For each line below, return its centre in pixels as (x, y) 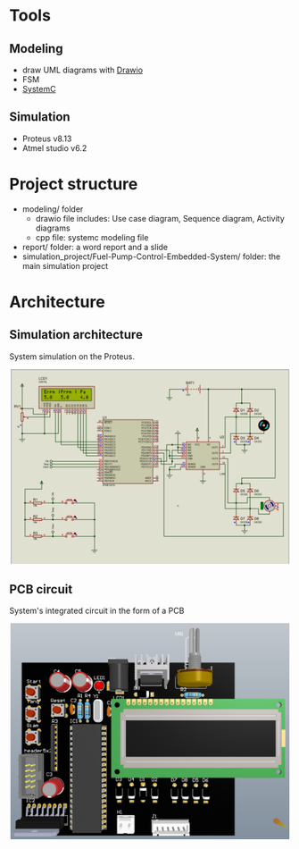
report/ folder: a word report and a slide (95, 247)
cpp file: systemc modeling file (92, 237)
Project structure (74, 184)
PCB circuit (41, 589)
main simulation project (65, 265)
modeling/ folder (53, 209)
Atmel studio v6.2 (54, 147)
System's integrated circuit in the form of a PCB (97, 611)
